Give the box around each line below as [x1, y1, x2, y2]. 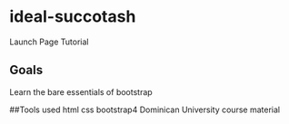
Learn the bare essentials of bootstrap [9, 86, 153, 97]
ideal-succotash [9, 6, 136, 27]
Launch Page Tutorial [9, 36, 89, 47]
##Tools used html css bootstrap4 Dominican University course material [9, 104, 280, 115]
